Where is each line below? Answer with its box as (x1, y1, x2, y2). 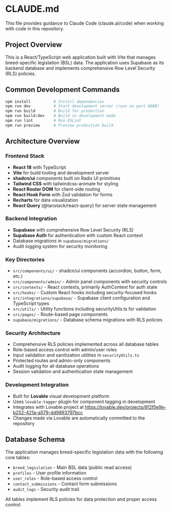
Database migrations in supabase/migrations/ (12, 237, 109, 244)
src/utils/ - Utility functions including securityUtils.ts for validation (12, 306, 157, 312)
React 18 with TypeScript (12, 164, 66, 170)
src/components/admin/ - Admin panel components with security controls (12, 278, 167, 285)
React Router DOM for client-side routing (12, 186, 100, 192)
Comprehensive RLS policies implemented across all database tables (12, 341, 159, 347)
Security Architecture (5, 330, 61, 337)
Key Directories (5, 256, 45, 263)
